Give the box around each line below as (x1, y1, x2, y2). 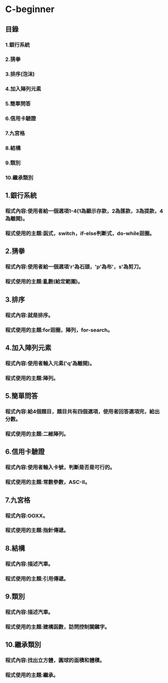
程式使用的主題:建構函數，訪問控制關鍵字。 (5, 623, 110, 630)
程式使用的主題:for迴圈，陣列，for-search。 (5, 326, 113, 333)
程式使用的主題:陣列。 (5, 374, 59, 381)
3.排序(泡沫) (5, 71, 35, 78)
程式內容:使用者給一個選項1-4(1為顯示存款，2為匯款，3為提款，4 (5, 208, 163, 215)
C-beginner (5, 4, 55, 15)
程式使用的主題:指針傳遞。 (5, 527, 69, 534)
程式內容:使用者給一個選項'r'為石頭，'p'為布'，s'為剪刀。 (5, 263, 144, 270)
